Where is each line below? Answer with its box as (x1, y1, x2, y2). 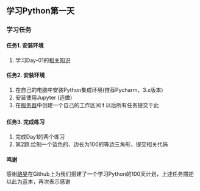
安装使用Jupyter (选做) (15, 94, 73, 101)
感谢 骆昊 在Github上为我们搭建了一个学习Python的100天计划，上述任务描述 (6, 170, 194, 178)
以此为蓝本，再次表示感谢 (6, 178, 71, 186)
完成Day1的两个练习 (15, 133, 65, 140)
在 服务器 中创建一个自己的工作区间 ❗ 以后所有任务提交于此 (15, 101, 160, 108)
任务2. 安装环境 (6, 72, 45, 79)
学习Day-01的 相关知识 (15, 57, 71, 64)
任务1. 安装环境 (6, 41, 44, 49)
